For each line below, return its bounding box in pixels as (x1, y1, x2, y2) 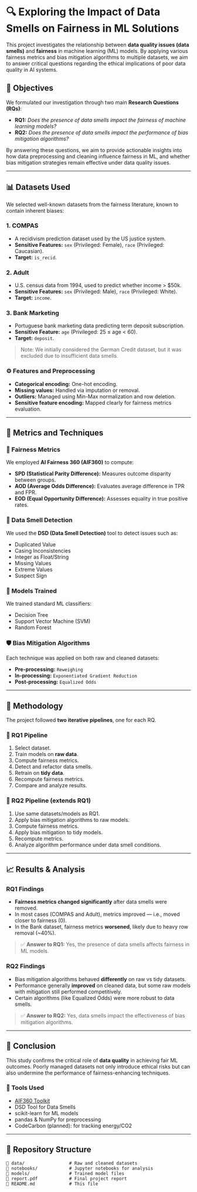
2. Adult (6, 268, 29, 277)
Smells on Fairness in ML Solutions (6, 22, 179, 35)
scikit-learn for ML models (14, 1109, 79, 1117)
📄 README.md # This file (6, 1181, 98, 1187)
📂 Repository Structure (6, 1144, 91, 1155)
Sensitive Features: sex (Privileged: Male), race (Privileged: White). (14, 288, 178, 295)
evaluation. (14, 405, 42, 412)
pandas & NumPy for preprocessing (14, 1116, 101, 1123)
